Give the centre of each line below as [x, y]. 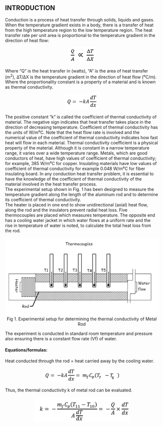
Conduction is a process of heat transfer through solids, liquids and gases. [80, 19]
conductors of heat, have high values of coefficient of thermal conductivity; [81, 158]
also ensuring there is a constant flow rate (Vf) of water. [61, 339]
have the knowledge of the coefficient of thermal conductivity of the [73, 179]
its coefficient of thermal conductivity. [43, 200]
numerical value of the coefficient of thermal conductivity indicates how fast [81, 138]
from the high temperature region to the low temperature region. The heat [79, 30]
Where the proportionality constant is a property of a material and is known [80, 82]
